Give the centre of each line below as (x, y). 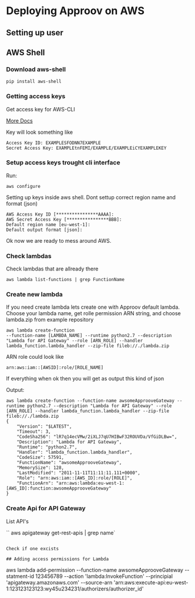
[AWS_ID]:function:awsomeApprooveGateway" (59, 488)
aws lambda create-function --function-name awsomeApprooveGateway (90, 401)
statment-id (20, 576)
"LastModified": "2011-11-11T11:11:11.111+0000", (79, 473)
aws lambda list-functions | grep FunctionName (65, 280)
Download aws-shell (36, 69)
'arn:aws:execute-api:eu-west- (151, 582)
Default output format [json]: (44, 230)
